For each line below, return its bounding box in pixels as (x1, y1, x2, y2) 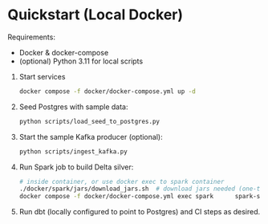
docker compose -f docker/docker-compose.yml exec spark (18, 193, 214, 201)
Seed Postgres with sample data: (18, 102, 129, 112)
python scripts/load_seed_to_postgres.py (18, 117, 160, 125)
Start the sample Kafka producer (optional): (18, 132, 163, 141)
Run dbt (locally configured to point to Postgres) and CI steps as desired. (18, 207, 261, 217)
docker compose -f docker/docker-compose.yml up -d (18, 87, 196, 96)
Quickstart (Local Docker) (7, 6, 184, 24)
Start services (18, 71, 66, 81)
